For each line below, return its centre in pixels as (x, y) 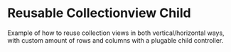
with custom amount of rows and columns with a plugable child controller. (116, 40)
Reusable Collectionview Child (99, 13)
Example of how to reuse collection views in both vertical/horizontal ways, (116, 33)
